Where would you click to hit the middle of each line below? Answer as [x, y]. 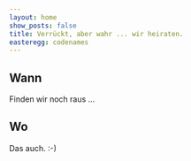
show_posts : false [43, 26]
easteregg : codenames [49, 42]
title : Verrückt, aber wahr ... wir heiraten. [96, 34]
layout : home [33, 17]
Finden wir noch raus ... [52, 99]
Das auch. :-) [33, 148]
